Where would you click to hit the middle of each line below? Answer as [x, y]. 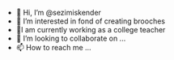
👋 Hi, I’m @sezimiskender [58, 13]
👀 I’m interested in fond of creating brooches [91, 21]
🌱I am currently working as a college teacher [91, 30]
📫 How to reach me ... [53, 47]
